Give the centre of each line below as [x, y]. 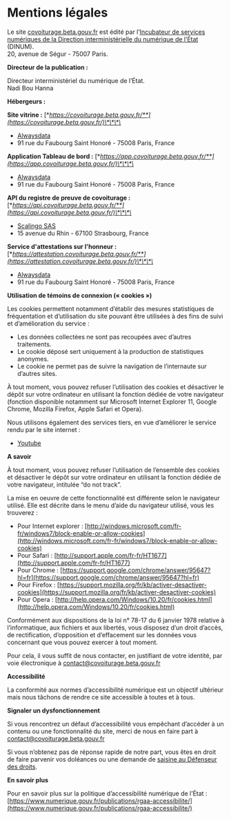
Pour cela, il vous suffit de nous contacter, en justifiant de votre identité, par [115, 655]
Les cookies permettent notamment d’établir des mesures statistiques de [111, 308]
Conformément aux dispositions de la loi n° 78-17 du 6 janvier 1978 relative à [116, 620]
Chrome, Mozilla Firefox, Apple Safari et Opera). [75, 408]
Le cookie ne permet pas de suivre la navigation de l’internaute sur [112, 366]
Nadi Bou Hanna [30, 88]
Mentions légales [58, 13]
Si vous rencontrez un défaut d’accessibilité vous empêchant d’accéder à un [115, 724]
